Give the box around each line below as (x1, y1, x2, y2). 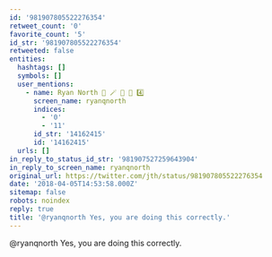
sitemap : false (9, 188, 66, 197)
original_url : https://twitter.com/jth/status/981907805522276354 (9, 171, 263, 180)
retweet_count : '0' (9, 21, 83, 30)
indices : (32, 105, 66, 114)
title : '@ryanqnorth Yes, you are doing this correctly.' (9, 212, 231, 222)
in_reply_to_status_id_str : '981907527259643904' (9, 154, 199, 164)
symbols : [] (17, 72, 63, 81)
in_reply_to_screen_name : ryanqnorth (9, 163, 151, 172)
